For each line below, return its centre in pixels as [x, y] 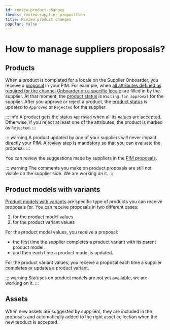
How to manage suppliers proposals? [85, 49]
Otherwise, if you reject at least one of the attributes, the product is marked [84, 122]
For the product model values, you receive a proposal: [62, 232]
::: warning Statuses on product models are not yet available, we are [76, 278]
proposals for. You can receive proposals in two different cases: [72, 207]
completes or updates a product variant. [47, 268]
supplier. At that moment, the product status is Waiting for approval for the [84, 96]
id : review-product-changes [35, 10]
